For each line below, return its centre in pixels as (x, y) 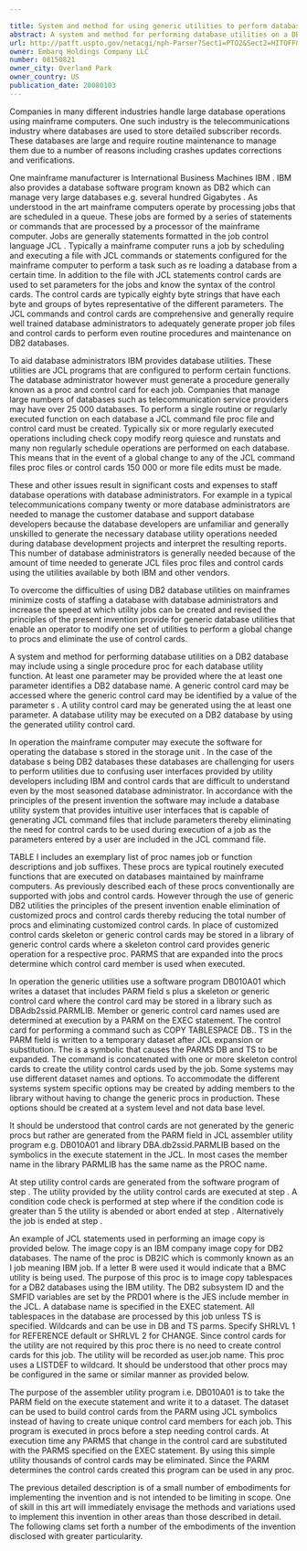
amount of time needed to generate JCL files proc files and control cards (147, 562)
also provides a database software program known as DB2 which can (140, 187)
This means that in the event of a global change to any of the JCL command (152, 457)
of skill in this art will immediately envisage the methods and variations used (153, 1507)
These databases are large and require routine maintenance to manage (143, 140)
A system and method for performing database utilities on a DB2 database (149, 656)
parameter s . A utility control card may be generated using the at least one (151, 705)
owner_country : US (44, 77)
